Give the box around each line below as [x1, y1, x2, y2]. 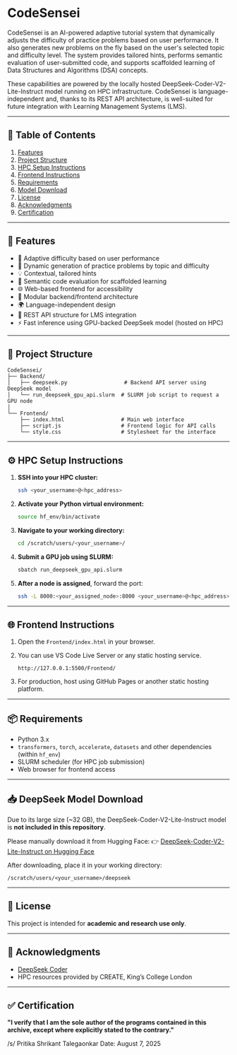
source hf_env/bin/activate [17, 514, 100, 521]
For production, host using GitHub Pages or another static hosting [17, 677, 209, 686]
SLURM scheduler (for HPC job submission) [17, 758, 145, 766]
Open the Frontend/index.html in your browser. [17, 637, 155, 646]
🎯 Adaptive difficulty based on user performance [17, 254, 160, 262]
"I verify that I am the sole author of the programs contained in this [7, 1018, 207, 1027]
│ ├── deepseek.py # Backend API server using [7, 379, 207, 387]
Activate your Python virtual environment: [17, 500, 145, 508]
